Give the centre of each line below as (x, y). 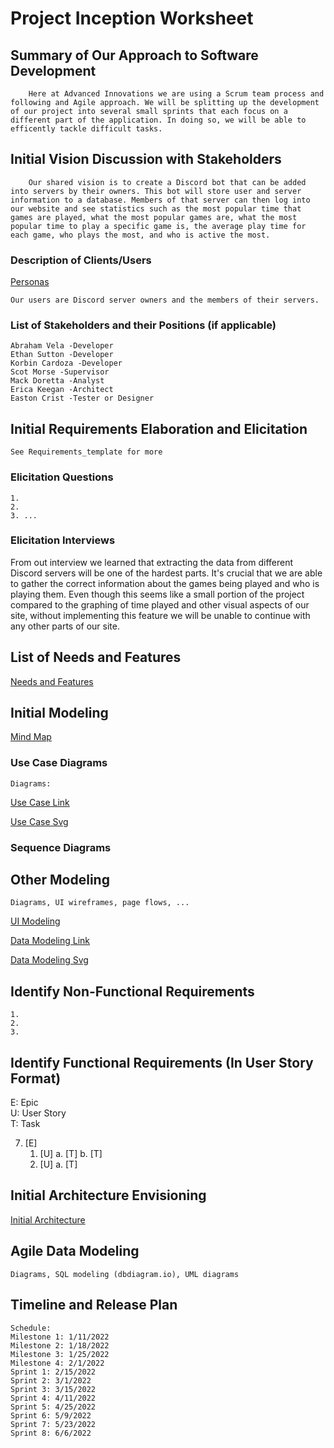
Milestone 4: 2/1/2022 (57, 1363)
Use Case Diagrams (59, 763)
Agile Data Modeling (75, 1251)
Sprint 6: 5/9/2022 (51, 1415)
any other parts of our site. (65, 626)
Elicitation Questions (62, 477)
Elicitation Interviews (63, 540)
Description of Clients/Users (81, 260)
